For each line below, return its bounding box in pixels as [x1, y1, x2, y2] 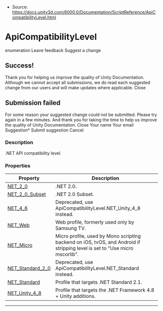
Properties [5, 162, 31, 169]
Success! [5, 62, 34, 70]
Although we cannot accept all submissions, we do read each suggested [5, 80, 150, 85]
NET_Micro [7, 242, 33, 249]
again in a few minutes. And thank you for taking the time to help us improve [5, 116, 157, 123]
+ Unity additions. [55, 293, 96, 300]
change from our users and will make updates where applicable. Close [5, 84, 146, 90]
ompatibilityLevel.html [12, 15, 57, 20]
